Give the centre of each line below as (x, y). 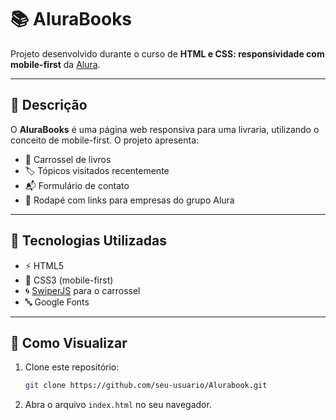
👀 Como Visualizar (69, 342)
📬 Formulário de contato (77, 185)
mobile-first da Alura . (55, 64)
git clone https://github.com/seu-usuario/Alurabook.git (146, 386)
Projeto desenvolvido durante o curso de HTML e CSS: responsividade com (167, 53)
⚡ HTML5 (44, 265)
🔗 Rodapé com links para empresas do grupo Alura (129, 200)
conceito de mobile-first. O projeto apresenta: (105, 140)
